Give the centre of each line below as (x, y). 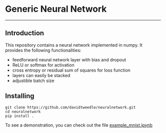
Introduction (25, 33)
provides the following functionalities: (43, 50)
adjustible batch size (33, 80)
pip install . (20, 116)
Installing (20, 96)
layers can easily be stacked (41, 75)
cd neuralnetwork (23, 111)
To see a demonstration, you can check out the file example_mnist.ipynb (79, 125)
